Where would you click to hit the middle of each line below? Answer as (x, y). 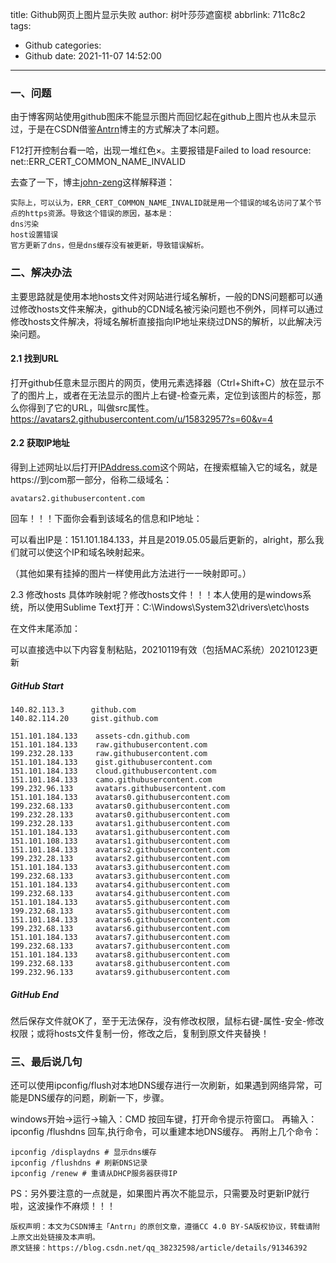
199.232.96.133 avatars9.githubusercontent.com (120, 972)
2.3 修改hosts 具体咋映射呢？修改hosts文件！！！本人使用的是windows (156, 594)
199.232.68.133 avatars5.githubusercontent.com (120, 911)
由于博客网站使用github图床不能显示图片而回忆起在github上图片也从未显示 (163, 117)
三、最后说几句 (46, 1061)
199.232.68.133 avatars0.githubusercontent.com (120, 806)
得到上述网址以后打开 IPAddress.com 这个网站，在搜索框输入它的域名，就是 (164, 467)
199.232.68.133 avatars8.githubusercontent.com (120, 963)
